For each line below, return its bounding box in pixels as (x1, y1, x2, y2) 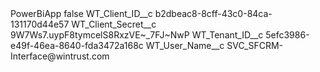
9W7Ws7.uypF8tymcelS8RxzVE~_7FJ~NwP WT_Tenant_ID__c (10, 29, 264, 41)
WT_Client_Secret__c (71, 18, 157, 30)
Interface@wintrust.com (10, 50, 110, 62)
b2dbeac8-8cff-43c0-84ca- (154, 8, 273, 19)
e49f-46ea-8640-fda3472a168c (10, 40, 144, 51)
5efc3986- (265, 29, 310, 41)
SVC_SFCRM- (226, 40, 284, 51)
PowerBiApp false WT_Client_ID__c (10, 8, 153, 19)
